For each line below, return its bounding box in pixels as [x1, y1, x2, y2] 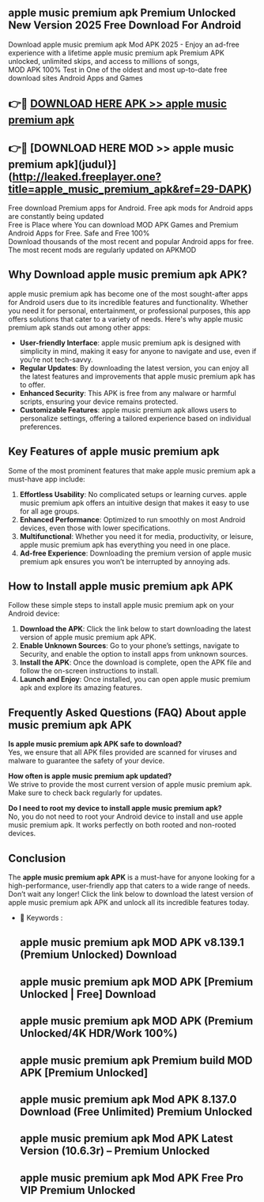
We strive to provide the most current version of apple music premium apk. [8, 780, 253, 789]
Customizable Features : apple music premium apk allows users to [19, 405, 237, 414]
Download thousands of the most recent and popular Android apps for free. [8, 237, 255, 247]
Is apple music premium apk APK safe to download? [8, 739, 183, 749]
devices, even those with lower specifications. [19, 523, 171, 533]
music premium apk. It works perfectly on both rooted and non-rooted [8, 820, 237, 830]
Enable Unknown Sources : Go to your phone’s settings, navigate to [19, 641, 239, 650]
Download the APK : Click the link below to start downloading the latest [19, 624, 251, 634]
